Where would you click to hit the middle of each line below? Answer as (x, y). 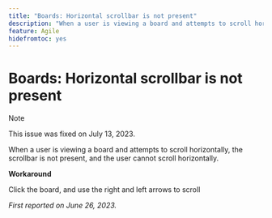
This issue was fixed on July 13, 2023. (72, 134)
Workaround (30, 174)
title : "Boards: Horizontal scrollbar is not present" (103, 16)
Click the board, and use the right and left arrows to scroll (104, 190)
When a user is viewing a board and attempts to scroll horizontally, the (125, 150)
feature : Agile (34, 31)
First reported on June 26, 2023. (63, 205)
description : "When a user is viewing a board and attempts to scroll (130, 24)
